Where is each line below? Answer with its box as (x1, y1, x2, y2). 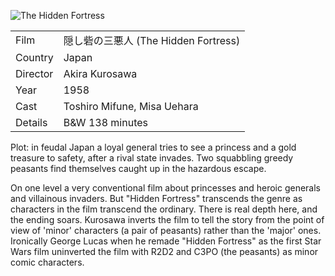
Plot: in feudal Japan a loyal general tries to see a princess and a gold (10, 141, 297, 153)
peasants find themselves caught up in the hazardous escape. (10, 163, 267, 174)
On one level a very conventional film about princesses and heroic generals (10, 182, 322, 194)
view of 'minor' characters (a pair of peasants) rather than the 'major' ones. (10, 225, 322, 236)
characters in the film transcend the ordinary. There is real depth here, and (10, 203, 318, 215)
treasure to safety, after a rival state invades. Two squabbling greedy (10, 152, 294, 164)
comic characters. (10, 256, 85, 268)
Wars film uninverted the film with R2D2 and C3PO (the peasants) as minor (10, 246, 319, 257)
